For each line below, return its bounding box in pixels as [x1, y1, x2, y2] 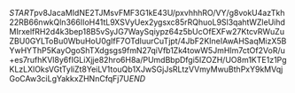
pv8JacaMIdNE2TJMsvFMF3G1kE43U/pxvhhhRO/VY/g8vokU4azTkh [34, 8, 285, 18]
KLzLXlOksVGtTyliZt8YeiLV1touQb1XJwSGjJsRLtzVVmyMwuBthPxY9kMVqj [9, 64, 283, 74]
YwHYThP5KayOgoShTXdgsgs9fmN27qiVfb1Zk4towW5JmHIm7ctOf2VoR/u [9, 45, 285, 56]
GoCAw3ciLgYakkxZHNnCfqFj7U [9, 74, 130, 83]
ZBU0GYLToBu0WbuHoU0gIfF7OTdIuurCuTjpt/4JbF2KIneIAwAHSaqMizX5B [9, 35, 287, 46]
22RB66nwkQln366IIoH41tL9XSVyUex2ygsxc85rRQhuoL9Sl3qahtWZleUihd [9, 17, 286, 27]
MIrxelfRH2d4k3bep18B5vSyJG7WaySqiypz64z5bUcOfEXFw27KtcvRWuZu [9, 27, 285, 36]
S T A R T [9, 8, 35, 18]
